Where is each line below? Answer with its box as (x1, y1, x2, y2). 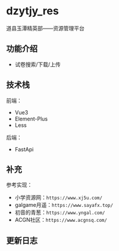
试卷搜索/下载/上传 (14, 61, 61, 68)
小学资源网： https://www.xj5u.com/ (14, 194, 103, 201)
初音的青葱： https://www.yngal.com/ (14, 209, 105, 216)
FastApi (14, 145, 34, 153)
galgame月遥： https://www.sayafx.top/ (14, 202, 114, 209)
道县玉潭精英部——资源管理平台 (6, 24, 84, 32)
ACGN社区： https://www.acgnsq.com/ (14, 216, 107, 224)
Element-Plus (14, 115, 48, 122)
